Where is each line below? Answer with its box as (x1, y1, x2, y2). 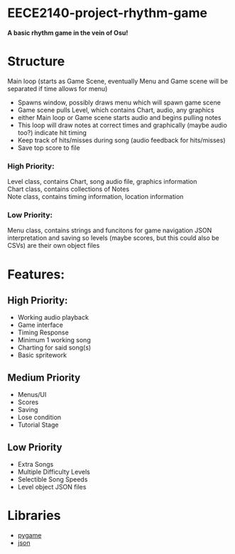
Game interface (17, 321, 64, 330)
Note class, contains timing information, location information (7, 192, 184, 201)
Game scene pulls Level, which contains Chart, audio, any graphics (17, 105, 214, 114)
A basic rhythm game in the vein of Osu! (7, 28, 129, 37)
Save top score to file (17, 143, 80, 152)
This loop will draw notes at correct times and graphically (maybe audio (17, 121, 227, 129)
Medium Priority (7, 371, 81, 384)
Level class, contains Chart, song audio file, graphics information (7, 178, 197, 186)
